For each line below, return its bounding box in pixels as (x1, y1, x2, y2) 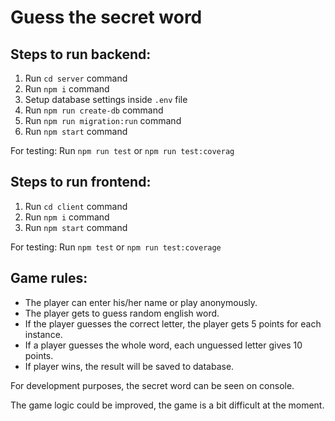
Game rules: (10, 270, 88, 287)
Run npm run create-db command (24, 104, 164, 116)
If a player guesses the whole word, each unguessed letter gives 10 (24, 339, 303, 351)
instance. (24, 328, 63, 340)
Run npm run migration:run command (24, 115, 182, 126)
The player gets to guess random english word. (24, 307, 220, 319)
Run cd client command (24, 200, 128, 212)
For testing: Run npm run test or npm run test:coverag (10, 145, 235, 156)
